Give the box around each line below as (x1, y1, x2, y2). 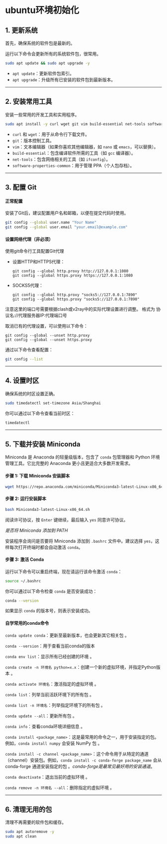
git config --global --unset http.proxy (5, 333, 90, 338)
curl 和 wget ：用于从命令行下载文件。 (12, 131, 89, 137)
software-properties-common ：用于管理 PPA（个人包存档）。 (12, 162, 135, 168)
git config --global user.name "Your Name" (5, 220, 97, 225)
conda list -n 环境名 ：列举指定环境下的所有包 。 (5, 702, 105, 708)
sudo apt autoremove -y (5, 830, 55, 835)
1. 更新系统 (5, 26, 38, 34)
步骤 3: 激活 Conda (5, 556, 44, 562)
